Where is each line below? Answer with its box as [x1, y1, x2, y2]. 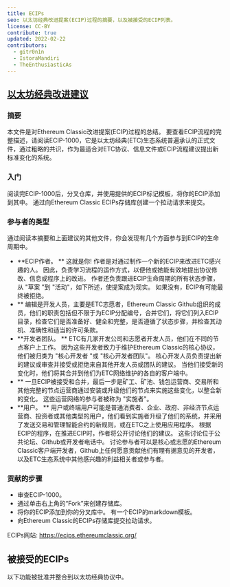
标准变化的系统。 [7, 153, 56, 162]
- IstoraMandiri [13, 55, 60, 62]
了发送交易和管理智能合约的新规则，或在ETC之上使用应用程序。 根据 [16, 420, 211, 429]
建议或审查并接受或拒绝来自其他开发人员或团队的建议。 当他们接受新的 [23, 360, 224, 368]
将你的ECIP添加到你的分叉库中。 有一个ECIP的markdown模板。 [16, 508, 196, 516]
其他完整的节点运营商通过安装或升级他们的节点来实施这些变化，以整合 [16, 386, 216, 394]
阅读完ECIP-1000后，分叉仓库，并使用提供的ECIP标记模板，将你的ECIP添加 [7, 189, 221, 198]
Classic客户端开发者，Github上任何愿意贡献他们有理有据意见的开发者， [16, 446, 219, 454]
